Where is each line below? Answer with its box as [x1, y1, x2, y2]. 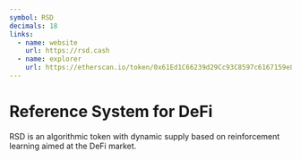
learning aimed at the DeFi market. [9, 140, 137, 151]
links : [9, 29, 34, 38]
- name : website [17, 38, 78, 47]
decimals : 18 [9, 21, 58, 30]
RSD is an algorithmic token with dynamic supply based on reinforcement [9, 131, 280, 141]
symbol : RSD [9, 13, 54, 22]
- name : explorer [17, 55, 82, 63]
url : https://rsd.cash [25, 46, 110, 55]
